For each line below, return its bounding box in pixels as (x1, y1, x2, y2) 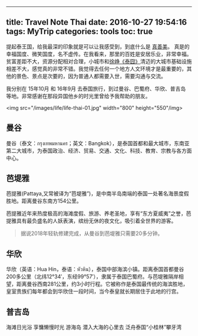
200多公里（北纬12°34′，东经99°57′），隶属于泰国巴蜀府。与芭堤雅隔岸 (6, 273, 179, 280)
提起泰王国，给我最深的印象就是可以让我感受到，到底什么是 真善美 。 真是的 (6, 43, 190, 50)
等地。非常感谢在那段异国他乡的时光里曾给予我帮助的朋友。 (6, 92, 151, 99)
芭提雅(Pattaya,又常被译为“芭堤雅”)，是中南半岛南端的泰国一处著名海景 (6, 190, 179, 197)
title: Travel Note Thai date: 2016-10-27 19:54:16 (6, 17, 187, 27)
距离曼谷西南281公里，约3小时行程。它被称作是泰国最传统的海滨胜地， (16, 280, 189, 288)
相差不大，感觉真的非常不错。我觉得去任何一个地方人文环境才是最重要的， (6, 65, 187, 72)
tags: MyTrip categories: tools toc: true (6, 27, 153, 37)
